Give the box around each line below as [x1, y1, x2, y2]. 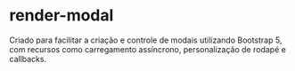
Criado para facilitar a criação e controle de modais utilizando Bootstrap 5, [9, 35, 283, 45]
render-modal [9, 5, 114, 26]
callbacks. [9, 53, 47, 64]
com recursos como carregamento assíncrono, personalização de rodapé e [9, 43, 287, 54]
